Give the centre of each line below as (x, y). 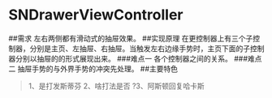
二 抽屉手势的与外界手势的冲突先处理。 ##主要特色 (93, 68)
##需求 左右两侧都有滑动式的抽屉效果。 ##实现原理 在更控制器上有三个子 (131, 38)
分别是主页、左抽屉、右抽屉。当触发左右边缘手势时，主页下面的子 (140, 48)
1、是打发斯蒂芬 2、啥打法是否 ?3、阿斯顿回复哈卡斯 (116, 86)
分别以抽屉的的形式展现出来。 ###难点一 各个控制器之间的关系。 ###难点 (138, 58)
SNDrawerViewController (96, 15)
